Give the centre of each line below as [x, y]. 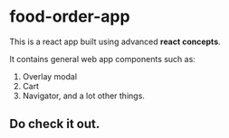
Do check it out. [55, 124]
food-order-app [70, 17]
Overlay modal [50, 76]
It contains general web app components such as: [103, 59]
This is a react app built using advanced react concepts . [115, 41]
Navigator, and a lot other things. [83, 96]
